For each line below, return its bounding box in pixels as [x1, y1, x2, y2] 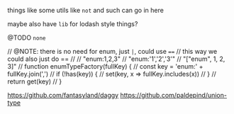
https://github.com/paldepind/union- [120, 91, 227, 99]
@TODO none [7, 33, 46, 42]
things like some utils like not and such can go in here [7, 6, 165, 14]
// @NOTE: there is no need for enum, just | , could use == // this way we [7, 47, 218, 55]
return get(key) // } [7, 77, 62, 86]
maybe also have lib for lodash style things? [7, 20, 138, 28]
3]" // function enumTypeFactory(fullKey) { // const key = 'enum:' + [7, 62, 204, 70]
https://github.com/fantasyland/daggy [7, 91, 119, 99]
